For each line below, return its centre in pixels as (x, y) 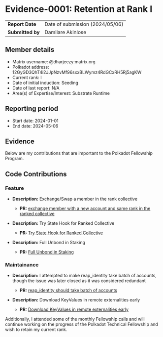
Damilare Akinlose (65, 32)
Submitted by (24, 32)
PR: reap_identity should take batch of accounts (68, 291)
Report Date (22, 24)
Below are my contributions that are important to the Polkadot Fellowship (79, 153)
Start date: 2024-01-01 (35, 121)
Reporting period (32, 109)
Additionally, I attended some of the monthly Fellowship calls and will (75, 319)
